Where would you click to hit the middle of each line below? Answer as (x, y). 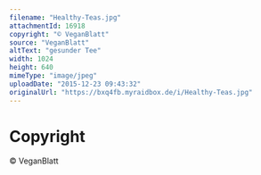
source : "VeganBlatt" (49, 42)
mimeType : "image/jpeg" (53, 76)
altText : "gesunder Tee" (55, 51)
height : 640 (31, 68)
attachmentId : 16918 (48, 26)
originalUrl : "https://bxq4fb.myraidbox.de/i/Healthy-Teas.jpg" (131, 92)
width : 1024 (31, 59)
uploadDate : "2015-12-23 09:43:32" (75, 84)
